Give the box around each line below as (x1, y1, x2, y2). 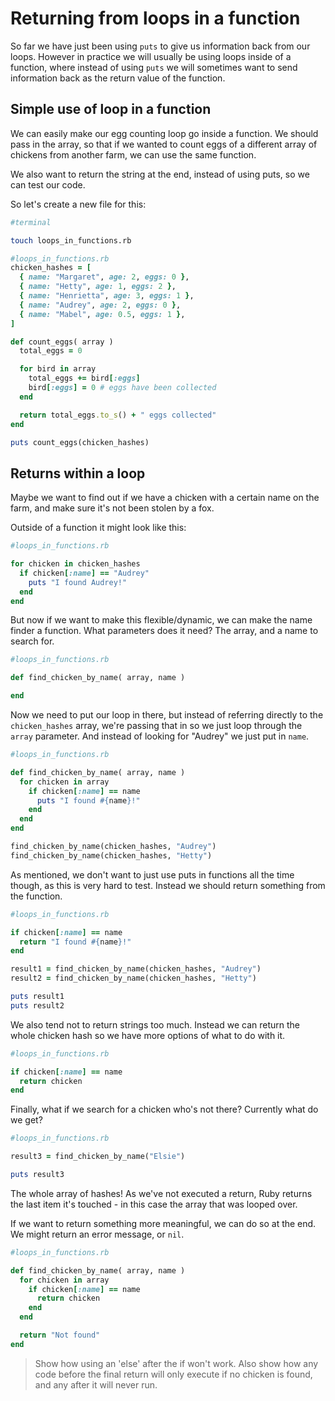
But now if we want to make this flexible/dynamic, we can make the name (10, 614, 313, 626)
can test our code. (10, 178, 86, 191)
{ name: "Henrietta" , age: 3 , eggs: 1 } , (19, 291, 195, 301)
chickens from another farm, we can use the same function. (10, 148, 257, 161)
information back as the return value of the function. (10, 72, 226, 84)
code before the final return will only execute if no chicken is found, (34, 1368, 313, 1380)
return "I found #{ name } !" (19, 937, 132, 947)
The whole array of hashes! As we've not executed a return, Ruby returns (10, 1187, 313, 1199)
